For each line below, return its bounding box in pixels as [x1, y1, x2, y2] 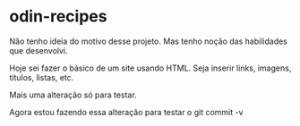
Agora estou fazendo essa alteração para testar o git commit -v [9, 106, 244, 117]
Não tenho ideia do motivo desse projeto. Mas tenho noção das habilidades [9, 36, 288, 46]
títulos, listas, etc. [9, 71, 74, 82]
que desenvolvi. [9, 45, 69, 55]
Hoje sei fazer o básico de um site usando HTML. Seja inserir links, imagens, [9, 63, 292, 73]
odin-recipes [9, 6, 107, 27]
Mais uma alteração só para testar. [9, 89, 137, 100]
